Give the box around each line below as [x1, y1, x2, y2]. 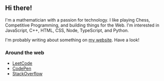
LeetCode [12, 60, 33, 66]
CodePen [12, 66, 32, 72]
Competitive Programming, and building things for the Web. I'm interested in [5, 22, 160, 28]
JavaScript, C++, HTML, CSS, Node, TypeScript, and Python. [5, 27, 129, 33]
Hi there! [5, 4, 33, 12]
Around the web [5, 49, 44, 56]
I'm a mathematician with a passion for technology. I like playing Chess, [5, 17, 150, 23]
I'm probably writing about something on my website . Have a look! [5, 37, 139, 43]
